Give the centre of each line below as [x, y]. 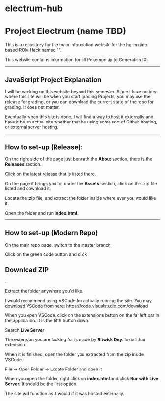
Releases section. [23, 164]
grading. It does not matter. [33, 107]
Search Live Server [25, 330]
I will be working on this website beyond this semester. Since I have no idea [82, 91]
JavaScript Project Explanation [53, 79]
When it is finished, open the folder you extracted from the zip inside [74, 354]
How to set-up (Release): [44, 147]
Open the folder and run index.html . [42, 213]
